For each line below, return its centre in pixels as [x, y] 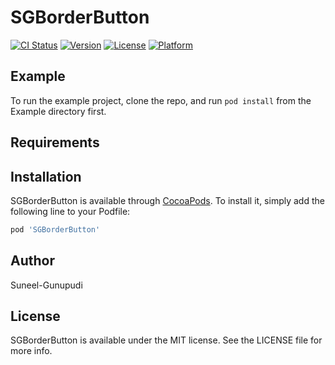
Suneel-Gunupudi [46, 285]
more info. [31, 351]
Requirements [55, 142]
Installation [46, 176]
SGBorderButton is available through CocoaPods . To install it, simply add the [167, 200]
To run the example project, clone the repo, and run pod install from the [161, 100]
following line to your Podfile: [70, 211]
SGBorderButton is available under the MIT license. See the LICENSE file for [166, 340]
